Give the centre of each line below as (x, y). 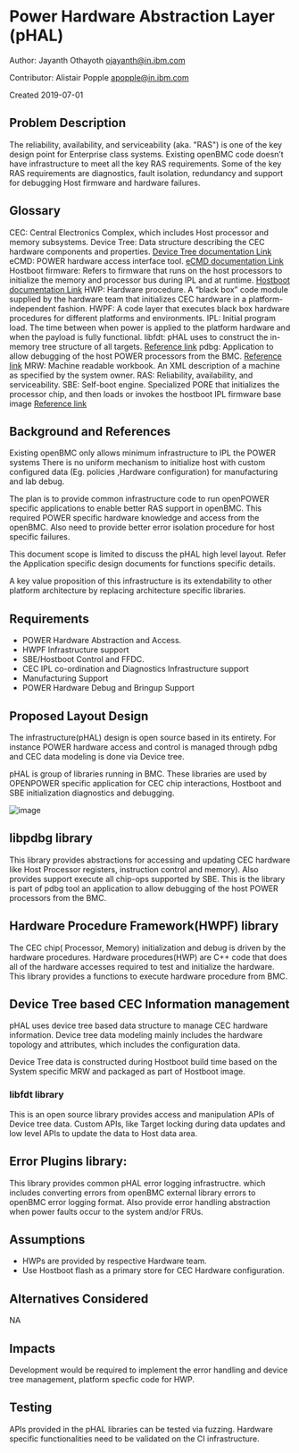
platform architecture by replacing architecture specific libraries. (128, 591)
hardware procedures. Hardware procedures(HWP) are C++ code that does (148, 957)
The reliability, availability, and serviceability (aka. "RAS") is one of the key (146, 144)
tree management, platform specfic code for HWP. (102, 1379)
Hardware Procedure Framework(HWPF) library (144, 926)
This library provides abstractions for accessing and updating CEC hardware (150, 860)
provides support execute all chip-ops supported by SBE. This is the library (147, 879)
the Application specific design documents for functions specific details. (142, 564)
